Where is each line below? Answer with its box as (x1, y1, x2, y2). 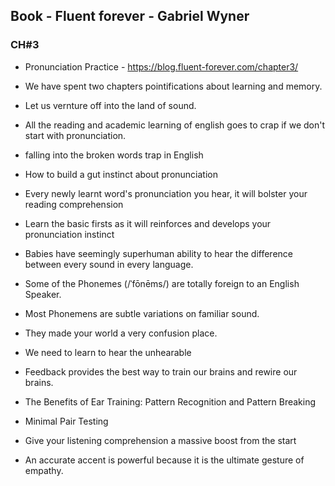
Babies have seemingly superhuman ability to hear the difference (24, 247, 293, 259)
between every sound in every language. (24, 258, 194, 270)
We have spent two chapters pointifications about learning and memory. (24, 80, 323, 92)
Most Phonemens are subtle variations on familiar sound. (24, 307, 260, 319)
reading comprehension (24, 198, 124, 210)
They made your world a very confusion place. (24, 327, 218, 339)
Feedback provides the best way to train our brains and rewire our (24, 365, 298, 378)
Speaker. (24, 288, 62, 300)
